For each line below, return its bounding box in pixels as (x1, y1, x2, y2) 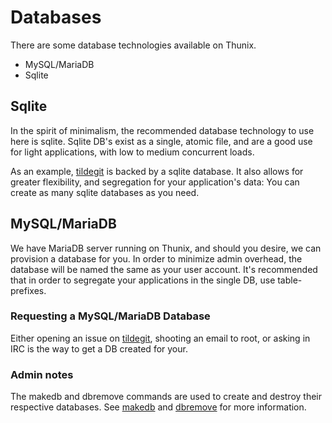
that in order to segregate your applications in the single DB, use (10, 274, 276, 286)
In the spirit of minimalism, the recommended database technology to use (10, 124, 315, 136)
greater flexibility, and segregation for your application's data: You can (10, 176, 300, 188)
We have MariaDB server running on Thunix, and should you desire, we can (10, 242, 322, 254)
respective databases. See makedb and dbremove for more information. (10, 401, 307, 413)
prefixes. (10, 284, 47, 296)
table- (277, 274, 303, 286)
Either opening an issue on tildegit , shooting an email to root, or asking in (10, 332, 311, 344)
